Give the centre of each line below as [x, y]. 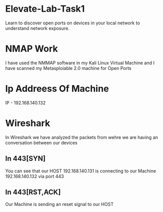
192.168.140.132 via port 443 [35, 176]
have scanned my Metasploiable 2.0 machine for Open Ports [68, 68]
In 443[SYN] [25, 158]
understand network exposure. [37, 28]
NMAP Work [32, 49]
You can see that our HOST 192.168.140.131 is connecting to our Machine [81, 171]
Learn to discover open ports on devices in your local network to [73, 23]
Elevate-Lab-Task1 [45, 9]
